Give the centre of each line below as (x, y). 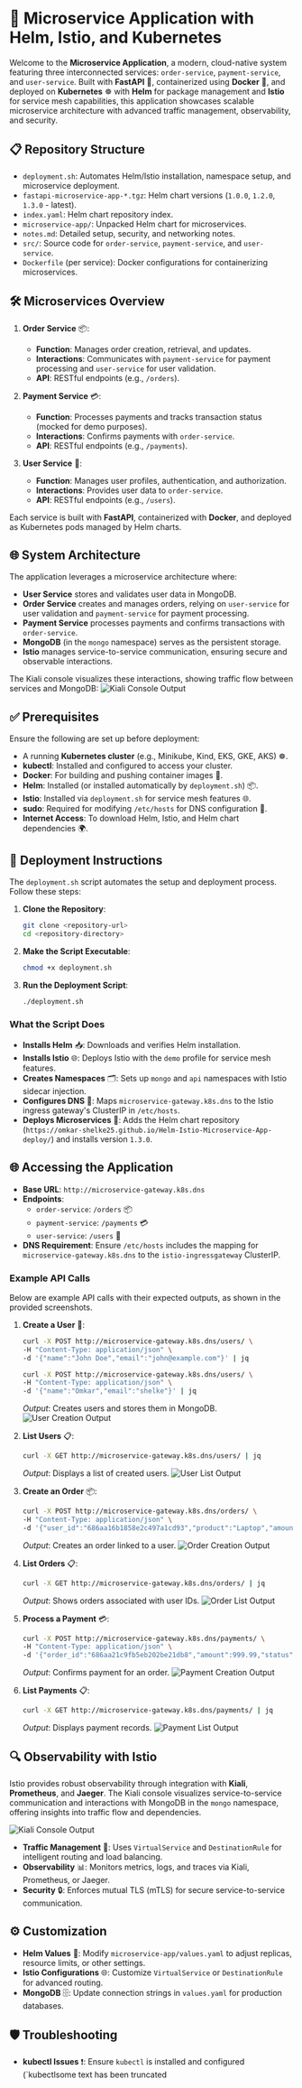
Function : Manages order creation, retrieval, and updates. (143, 349)
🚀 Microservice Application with (132, 19)
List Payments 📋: (56, 1691)
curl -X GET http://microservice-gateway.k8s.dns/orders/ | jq (144, 1583)
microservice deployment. (71, 185)
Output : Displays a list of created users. (96, 1473)
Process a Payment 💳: (66, 1619)
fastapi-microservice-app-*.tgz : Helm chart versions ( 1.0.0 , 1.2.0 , (149, 195)
